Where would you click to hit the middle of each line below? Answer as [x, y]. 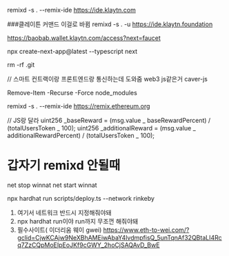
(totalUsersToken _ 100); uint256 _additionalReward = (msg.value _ [102, 128]
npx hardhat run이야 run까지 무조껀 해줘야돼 [78, 221]
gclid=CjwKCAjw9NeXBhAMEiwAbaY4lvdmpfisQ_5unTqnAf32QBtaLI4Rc [119, 237]
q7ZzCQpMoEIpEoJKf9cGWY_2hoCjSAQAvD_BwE [88, 245]
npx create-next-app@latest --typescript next [72, 51]
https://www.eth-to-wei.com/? [146, 230]
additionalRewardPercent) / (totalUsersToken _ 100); [81, 135]
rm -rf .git [21, 65]
